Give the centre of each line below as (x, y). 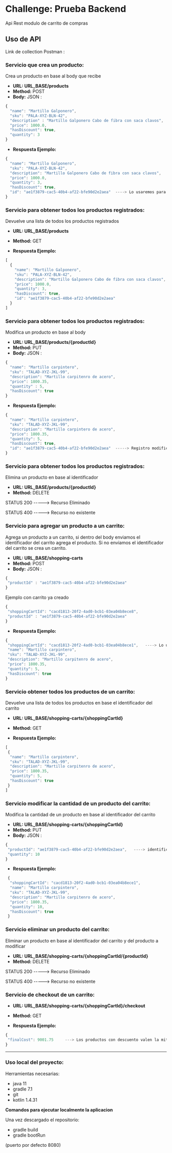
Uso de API (23, 39)
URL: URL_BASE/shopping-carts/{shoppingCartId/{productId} (80, 956)
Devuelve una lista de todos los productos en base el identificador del (79, 703)
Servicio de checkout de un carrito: (50, 995)
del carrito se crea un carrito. (36, 548)
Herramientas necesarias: (33, 1074)
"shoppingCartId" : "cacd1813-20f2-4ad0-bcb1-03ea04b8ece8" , (73, 612)
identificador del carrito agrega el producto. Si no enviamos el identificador (84, 542)
